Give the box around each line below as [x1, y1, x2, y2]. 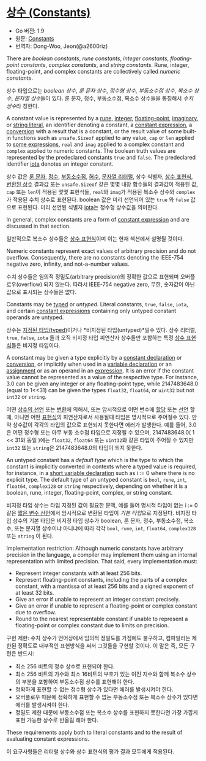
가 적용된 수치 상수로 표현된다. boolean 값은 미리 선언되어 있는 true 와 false [6, 196, 189, 203]
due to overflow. [15, 608, 57, 616]
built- [183, 127, 197, 135]
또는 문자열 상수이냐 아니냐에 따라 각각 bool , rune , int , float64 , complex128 [14, 524, 196, 531]
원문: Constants [15, 34, 54, 42]
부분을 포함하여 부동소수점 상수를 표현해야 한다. [21, 678, 134, 685]
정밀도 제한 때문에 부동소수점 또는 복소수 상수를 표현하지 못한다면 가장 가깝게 [15, 708, 199, 716]
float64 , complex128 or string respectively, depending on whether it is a [6, 482, 188, 490]
